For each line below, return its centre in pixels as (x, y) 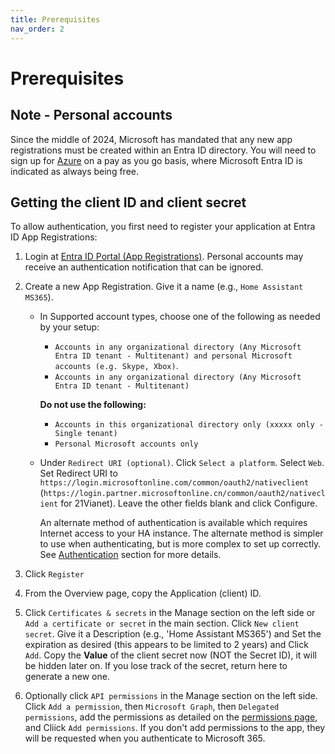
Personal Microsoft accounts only (126, 444)
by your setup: (69, 327)
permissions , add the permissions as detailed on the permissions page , (171, 717)
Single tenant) (86, 434)
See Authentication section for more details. (130, 555)
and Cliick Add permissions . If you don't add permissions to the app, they (175, 728)
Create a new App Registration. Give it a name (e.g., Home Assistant (164, 287)
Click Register (54, 574)
